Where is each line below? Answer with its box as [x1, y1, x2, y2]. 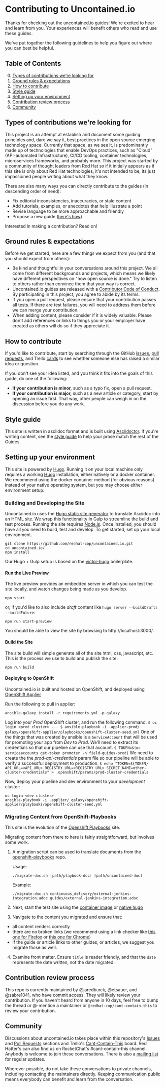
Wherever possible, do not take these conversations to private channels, [5, 1065, 152, 1072]
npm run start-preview [5, 619, 52, 624]
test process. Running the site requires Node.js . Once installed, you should [5, 521, 157, 527]
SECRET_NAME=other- [106, 765, 147, 771]
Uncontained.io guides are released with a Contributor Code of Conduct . [12, 286, 160, 292]
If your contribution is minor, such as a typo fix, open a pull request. [12, 385, 152, 391]
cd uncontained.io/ [5, 545, 45, 551]
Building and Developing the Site [5, 500, 85, 506]
